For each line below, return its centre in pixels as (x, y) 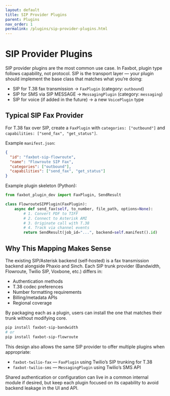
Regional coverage (32, 302)
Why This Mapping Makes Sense (58, 248)
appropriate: (18, 352)
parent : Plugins (22, 19)
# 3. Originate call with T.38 (57, 223)
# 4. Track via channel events (57, 228)
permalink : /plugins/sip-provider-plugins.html (57, 29)
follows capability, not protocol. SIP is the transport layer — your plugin (79, 74)
